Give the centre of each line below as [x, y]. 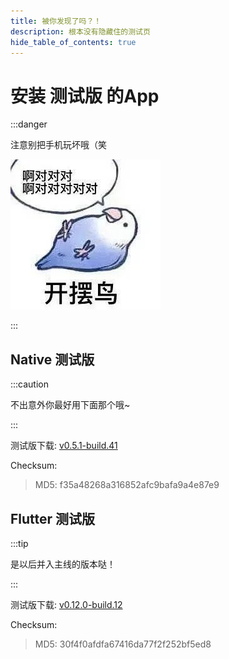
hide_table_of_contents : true [73, 42]
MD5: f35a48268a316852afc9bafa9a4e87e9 [127, 485]
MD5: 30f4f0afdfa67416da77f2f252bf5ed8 [123, 644]
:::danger [29, 124]
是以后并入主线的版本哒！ [63, 564]
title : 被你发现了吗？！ [56, 21]
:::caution [30, 384]
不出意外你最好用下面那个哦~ [70, 405]
